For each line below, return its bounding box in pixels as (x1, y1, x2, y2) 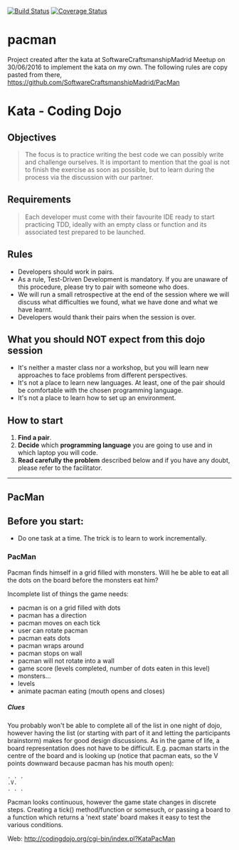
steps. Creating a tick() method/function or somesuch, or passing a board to (7, 805, 231, 814)
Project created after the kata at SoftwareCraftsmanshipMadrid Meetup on (7, 55, 225, 63)
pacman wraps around (17, 641, 84, 650)
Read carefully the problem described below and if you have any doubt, (17, 456, 230, 465)
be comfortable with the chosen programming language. (17, 386, 184, 395)
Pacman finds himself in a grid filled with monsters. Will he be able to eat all (7, 568, 229, 577)
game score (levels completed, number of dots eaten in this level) (17, 664, 211, 672)
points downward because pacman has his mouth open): (7, 759, 174, 767)
